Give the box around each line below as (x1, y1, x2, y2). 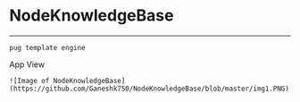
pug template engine (9, 43, 87, 52)
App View (9, 59, 46, 70)
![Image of (9, 76, 50, 85)
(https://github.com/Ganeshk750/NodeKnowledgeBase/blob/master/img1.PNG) (9, 84, 290, 93)
